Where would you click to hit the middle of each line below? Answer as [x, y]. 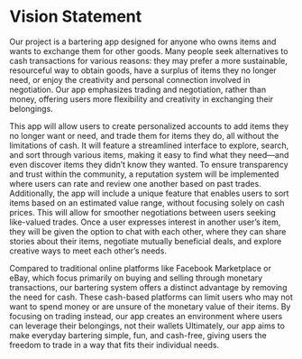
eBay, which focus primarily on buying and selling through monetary [136, 278]
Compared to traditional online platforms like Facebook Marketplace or [141, 268]
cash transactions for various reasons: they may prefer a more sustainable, [149, 60]
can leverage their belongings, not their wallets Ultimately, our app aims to [147, 326]
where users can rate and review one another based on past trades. [135, 183]
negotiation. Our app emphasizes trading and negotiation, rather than [138, 89]
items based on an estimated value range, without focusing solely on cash [147, 203]
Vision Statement [76, 17]
